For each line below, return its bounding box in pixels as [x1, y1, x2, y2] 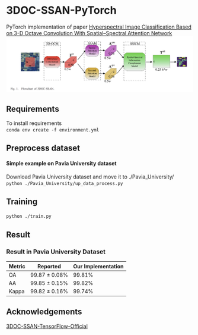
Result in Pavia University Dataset [6, 248, 106, 256]
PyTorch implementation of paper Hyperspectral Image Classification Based [6, 23, 191, 30]
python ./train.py [6, 214, 52, 220]
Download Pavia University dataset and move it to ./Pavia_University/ [6, 173, 174, 180]
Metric [8, 262, 25, 270]
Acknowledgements [6, 307, 82, 317]
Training [6, 196, 38, 206]
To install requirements [6, 120, 62, 127]
